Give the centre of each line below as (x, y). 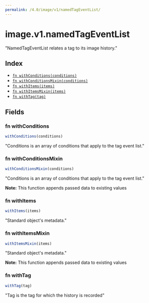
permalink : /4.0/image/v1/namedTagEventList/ (53, 10)
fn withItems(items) (33, 86)
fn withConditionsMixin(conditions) (50, 81)
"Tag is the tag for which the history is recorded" (55, 295)
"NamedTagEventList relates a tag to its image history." (61, 48)
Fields (15, 112)
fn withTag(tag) (29, 97)
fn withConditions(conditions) (45, 76)
